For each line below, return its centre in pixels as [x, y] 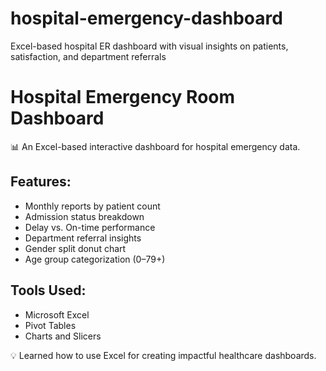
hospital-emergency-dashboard [146, 18]
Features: [41, 182]
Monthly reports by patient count [92, 206]
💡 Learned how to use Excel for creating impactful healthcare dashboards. [163, 355]
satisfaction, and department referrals [88, 56]
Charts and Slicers [63, 336]
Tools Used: [48, 290]
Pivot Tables [50, 325]
